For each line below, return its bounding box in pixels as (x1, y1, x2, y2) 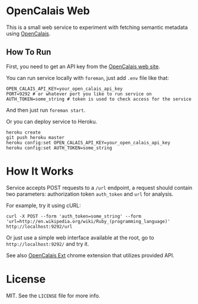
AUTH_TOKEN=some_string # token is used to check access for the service (6, 96, 192, 102)
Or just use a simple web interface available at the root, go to (6, 234, 155, 241)
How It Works (6, 164, 74, 178)
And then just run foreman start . (6, 106, 86, 114)
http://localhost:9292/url (6, 224, 73, 229)
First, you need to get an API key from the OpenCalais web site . (6, 63, 161, 70)
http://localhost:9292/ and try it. (6, 240, 89, 247)
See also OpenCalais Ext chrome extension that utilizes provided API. (6, 251, 174, 258)
